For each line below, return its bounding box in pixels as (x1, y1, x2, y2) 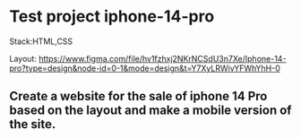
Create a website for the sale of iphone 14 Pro (9, 89, 268, 104)
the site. (9, 116, 56, 132)
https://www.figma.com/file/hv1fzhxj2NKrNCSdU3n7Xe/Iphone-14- (39, 53, 287, 64)
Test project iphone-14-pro (9, 6, 215, 27)
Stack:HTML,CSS (9, 36, 73, 47)
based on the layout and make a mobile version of (9, 103, 292, 118)
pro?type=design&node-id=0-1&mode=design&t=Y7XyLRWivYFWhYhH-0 (9, 63, 280, 73)
